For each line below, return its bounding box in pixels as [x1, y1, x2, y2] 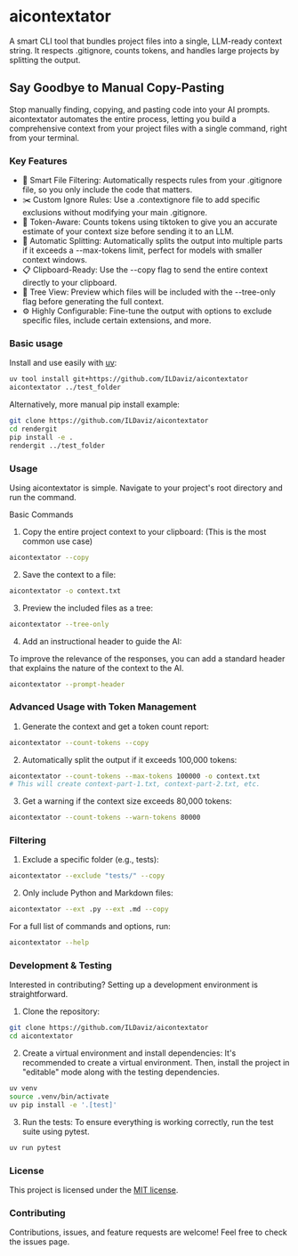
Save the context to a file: [21, 569, 117, 579]
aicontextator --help [9, 938, 90, 947]
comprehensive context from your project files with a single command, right [9, 123, 287, 134]
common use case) [21, 536, 93, 547]
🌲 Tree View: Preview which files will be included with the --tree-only [21, 287, 276, 297]
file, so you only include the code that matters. [21, 184, 193, 195]
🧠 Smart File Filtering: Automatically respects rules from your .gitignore [21, 175, 283, 186]
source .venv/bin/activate [9, 1092, 109, 1101]
